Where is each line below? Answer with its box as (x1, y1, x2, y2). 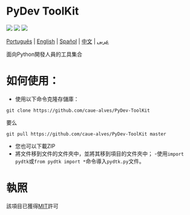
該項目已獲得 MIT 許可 (6, 202, 59, 210)
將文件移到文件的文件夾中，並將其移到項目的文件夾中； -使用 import (15, 150, 185, 157)
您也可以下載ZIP (15, 142, 56, 149)
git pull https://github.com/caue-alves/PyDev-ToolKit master (6, 131, 166, 137)
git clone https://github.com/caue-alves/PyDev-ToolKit (6, 107, 150, 114)
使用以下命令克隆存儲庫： (15, 95, 79, 103)
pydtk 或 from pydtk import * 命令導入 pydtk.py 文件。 (15, 157, 145, 165)
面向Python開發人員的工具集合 (6, 50, 83, 58)
